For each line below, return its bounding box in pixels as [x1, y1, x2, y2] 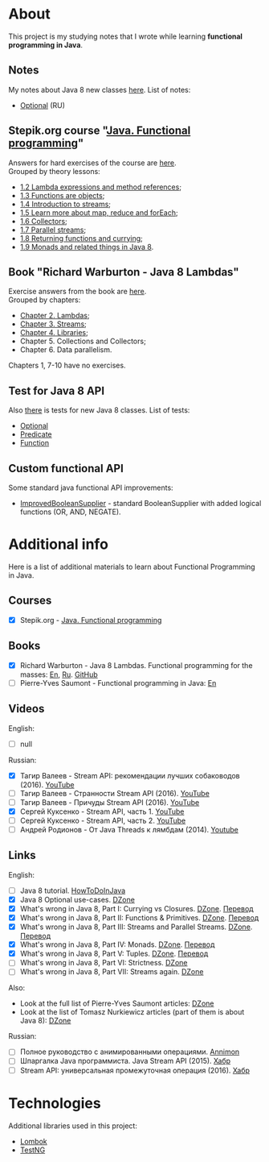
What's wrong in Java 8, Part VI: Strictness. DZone [19, 958, 188, 968]
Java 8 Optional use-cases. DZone [19, 894, 135, 904]
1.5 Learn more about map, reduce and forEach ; [19, 207, 178, 218]
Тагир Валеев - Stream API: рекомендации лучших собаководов [19, 770, 240, 780]
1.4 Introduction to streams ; [19, 199, 111, 209]
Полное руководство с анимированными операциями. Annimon [19, 1047, 240, 1056]
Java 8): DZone [19, 1016, 71, 1026]
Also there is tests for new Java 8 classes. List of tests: [8, 405, 190, 415]
